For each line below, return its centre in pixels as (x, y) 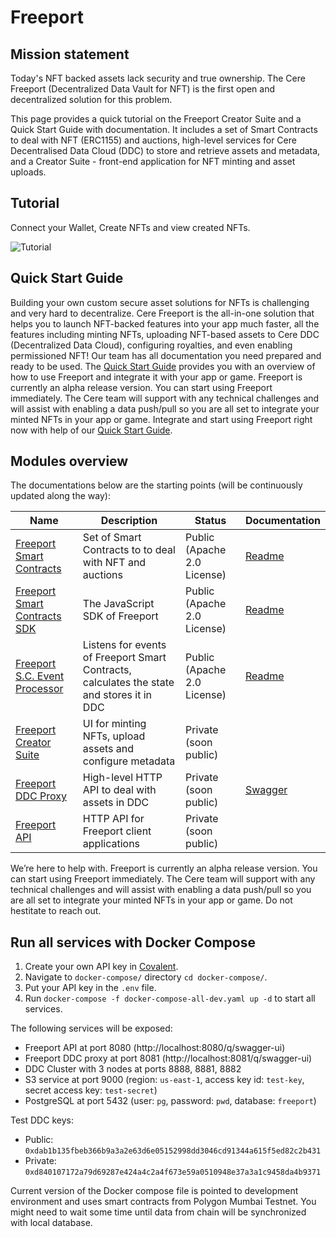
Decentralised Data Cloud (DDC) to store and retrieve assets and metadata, (165, 150)
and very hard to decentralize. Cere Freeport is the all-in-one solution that (162, 313)
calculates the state (128, 683)
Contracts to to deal (129, 550)
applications (111, 844)
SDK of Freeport (120, 616)
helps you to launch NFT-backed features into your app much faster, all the (165, 323)
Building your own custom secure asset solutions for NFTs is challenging (160, 302)
